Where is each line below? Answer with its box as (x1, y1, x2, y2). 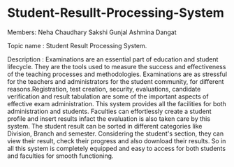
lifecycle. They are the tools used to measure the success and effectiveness (7, 62, 226, 71)
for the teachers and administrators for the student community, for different (7, 77, 224, 85)
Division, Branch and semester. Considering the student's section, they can (7, 129, 224, 138)
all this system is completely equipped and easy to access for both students (7, 144, 226, 152)
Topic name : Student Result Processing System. (7, 41, 147, 50)
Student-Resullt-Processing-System (7, 5, 225, 21)
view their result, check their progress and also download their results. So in (7, 136, 226, 145)
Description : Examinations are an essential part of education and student (7, 55, 219, 64)
